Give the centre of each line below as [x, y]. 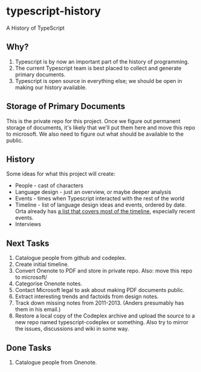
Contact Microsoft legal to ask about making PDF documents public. [100, 290]
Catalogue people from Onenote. [56, 362]
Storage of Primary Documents [66, 106]
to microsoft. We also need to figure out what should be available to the [95, 134]
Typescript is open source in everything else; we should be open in [98, 81]
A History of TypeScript [36, 28]
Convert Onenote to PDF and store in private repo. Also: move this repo [104, 271]
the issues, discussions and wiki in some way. [72, 329]
